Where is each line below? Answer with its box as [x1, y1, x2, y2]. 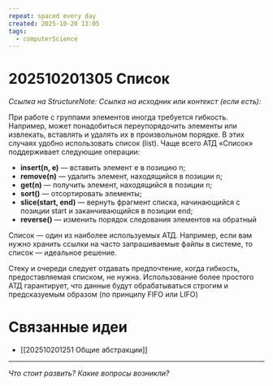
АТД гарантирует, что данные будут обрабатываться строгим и [8, 281, 229, 291]
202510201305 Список [8, 70, 171, 88]
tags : [8, 27, 27, 35]
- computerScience [15, 34, 79, 43]
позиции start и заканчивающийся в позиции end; [19, 206, 193, 216]
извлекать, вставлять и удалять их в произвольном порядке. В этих [8, 129, 245, 139]
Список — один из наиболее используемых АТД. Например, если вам [8, 230, 253, 240]
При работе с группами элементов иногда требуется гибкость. [8, 112, 229, 122]
